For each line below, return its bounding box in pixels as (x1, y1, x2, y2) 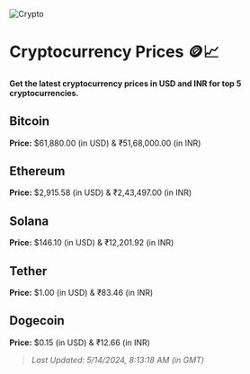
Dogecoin (9, 313, 65, 328)
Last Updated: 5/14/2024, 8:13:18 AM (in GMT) (31, 354, 205, 365)
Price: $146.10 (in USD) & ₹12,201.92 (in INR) (9, 237, 174, 248)
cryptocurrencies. (9, 87, 79, 98)
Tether (9, 263, 48, 279)
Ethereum (9, 163, 66, 179)
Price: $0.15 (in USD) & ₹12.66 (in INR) (9, 337, 151, 348)
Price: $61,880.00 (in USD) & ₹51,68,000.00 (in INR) (9, 138, 201, 148)
